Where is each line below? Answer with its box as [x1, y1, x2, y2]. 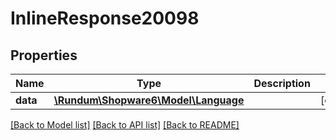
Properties [10, 47, 78, 64]
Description [253, 77, 311, 90]
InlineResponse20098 [10, 7, 200, 30]
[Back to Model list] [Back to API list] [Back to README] [10, 119, 240, 131]
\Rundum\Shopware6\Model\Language [53, 93, 245, 107]
